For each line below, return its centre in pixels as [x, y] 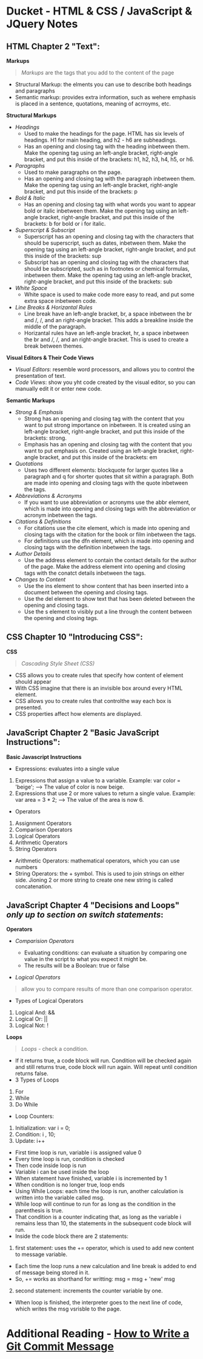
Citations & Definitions [43, 521]
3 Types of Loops [37, 1080]
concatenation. [34, 886]
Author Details [33, 554]
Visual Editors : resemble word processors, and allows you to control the [105, 369]
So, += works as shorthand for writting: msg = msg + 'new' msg [95, 1279]
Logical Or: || [31, 1019]
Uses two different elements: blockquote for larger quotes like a [104, 470]
